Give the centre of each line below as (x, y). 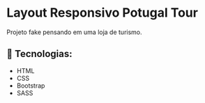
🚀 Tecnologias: (39, 54)
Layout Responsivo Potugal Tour (102, 13)
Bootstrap (31, 86)
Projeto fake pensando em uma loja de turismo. (74, 32)
